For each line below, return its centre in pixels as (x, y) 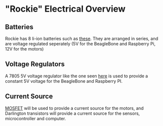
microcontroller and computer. (36, 118)
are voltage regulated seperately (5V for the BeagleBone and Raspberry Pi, (80, 44)
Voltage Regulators (35, 64)
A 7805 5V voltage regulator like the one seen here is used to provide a (76, 76)
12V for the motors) (24, 49)
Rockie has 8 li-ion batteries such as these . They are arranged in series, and (82, 38)
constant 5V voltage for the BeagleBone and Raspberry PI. (64, 81)
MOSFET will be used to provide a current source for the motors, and (74, 108)
